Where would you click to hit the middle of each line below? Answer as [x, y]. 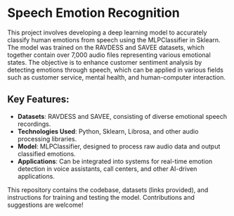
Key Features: [38, 100]
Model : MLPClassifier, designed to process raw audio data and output [119, 146]
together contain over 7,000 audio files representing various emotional [109, 55]
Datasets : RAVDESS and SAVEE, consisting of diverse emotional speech [122, 116]
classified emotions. [46, 153]
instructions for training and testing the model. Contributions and [101, 197]
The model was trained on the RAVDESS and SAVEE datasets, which [106, 47]
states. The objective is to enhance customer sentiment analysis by [105, 62]
